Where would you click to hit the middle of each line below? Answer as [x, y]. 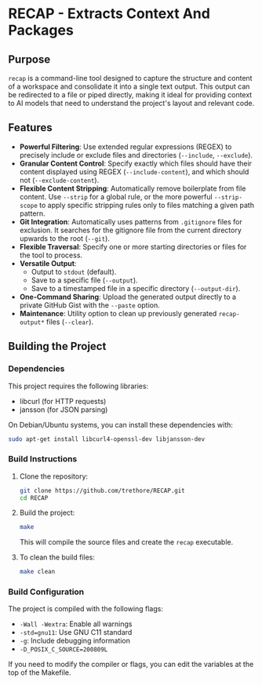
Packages [41, 30]
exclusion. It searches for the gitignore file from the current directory [130, 230]
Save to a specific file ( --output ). [85, 280]
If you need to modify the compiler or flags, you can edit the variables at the [131, 665]
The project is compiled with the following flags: [86, 609]
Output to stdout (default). [74, 271]
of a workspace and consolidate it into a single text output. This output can [129, 86]
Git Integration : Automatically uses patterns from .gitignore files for [131, 221]
